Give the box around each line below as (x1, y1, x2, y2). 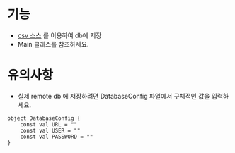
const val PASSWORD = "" (20, 133, 93, 140)
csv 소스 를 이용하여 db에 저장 (17, 31, 102, 39)
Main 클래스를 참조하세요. (17, 39, 89, 48)
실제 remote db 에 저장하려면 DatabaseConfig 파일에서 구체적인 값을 (17, 92, 210, 100)
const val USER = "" (20, 127, 81, 134)
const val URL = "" (20, 121, 78, 128)
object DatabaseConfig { (7, 114, 81, 122)
